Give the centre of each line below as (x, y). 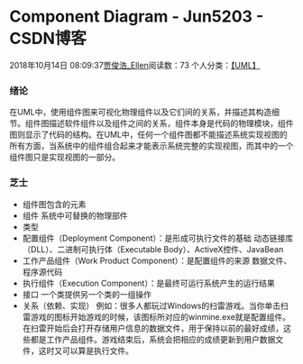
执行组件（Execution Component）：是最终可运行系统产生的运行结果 (148, 283)
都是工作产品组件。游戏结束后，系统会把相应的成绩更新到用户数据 (153, 339)
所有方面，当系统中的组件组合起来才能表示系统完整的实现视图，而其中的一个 (151, 146)
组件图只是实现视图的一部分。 (64, 157)
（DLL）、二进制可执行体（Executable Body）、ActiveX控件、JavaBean (153, 249)
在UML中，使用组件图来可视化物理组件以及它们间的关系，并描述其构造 (141, 112)
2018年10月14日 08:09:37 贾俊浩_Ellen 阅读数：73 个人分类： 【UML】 (135, 65)
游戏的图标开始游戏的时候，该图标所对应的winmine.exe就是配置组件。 (161, 316)
